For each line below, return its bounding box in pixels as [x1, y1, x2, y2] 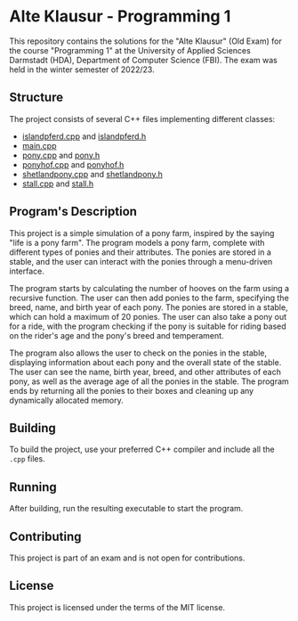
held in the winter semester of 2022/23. [9, 64, 155, 75]
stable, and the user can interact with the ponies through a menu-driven [9, 256, 273, 266]
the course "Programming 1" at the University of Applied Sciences [9, 45, 251, 55]
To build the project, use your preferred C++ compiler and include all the [9, 444, 275, 455]
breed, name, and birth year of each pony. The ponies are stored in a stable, [9, 301, 288, 313]
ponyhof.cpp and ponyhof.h [21, 159, 125, 170]
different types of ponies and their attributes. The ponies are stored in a [9, 247, 271, 257]
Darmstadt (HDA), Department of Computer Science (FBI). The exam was [9, 54, 278, 65]
